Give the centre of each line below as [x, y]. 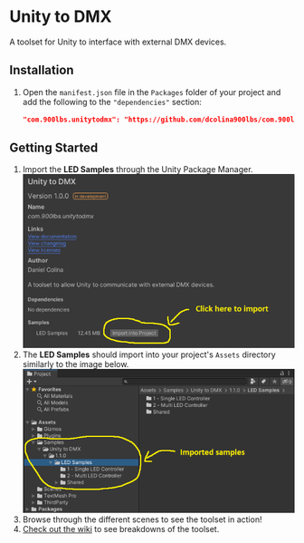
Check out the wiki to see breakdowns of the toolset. [121, 528]
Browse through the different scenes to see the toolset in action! [142, 519]
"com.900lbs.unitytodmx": [71, 120]
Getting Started [54, 148]
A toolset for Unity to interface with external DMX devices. [118, 42]
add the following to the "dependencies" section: [112, 102]
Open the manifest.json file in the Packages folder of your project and [152, 92]
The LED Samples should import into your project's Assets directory [149, 354]
